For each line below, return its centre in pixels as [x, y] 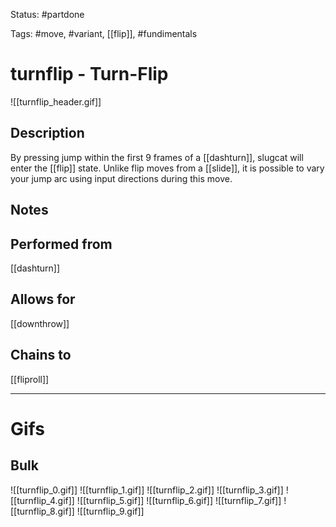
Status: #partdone [47, 14]
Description [47, 133]
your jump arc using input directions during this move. [121, 178]
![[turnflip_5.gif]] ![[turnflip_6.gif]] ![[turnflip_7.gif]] [179, 500]
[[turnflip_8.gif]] [42, 511]
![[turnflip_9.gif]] [110, 511]
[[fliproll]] [30, 379]
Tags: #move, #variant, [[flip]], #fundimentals [104, 33]
